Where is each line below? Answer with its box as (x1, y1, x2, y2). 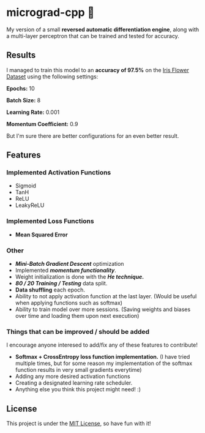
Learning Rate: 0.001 (6, 108, 60, 116)
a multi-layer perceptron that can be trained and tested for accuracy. (6, 32, 179, 39)
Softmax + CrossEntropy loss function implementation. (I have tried (15, 353, 190, 361)
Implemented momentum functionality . (15, 266, 116, 274)
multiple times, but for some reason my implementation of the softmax (15, 360, 193, 367)
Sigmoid (15, 182, 37, 189)
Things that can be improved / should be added (6, 327, 150, 336)
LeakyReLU (15, 201, 45, 209)
